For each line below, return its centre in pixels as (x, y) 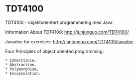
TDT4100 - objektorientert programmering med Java (59, 22)
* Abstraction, (21, 65)
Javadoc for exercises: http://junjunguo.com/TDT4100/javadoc (69, 41)
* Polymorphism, (22, 69)
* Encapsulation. (23, 73)
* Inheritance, (21, 60)
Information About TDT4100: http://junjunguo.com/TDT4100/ (67, 32)
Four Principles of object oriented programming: (55, 51)
